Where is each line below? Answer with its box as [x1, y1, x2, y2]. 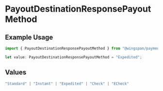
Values [5, 68, 27, 76]
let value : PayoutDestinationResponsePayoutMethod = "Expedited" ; [5, 55, 142, 59]
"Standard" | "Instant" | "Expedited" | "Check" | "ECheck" [5, 81, 130, 86]
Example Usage [5, 33, 53, 41]
